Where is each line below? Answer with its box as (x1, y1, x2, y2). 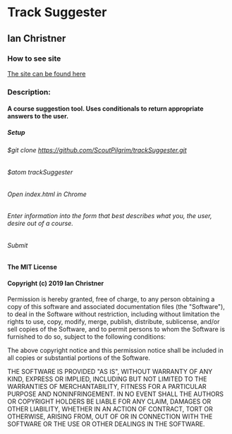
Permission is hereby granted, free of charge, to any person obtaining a (7, 294, 215, 303)
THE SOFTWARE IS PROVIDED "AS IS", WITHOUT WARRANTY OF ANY (7, 367, 213, 375)
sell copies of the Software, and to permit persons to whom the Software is (7, 325, 226, 333)
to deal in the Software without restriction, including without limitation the (7, 310, 220, 318)
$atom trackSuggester (7, 167, 73, 176)
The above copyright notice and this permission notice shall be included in (7, 346, 224, 354)
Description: (7, 87, 51, 97)
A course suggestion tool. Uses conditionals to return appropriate (7, 104, 204, 113)
